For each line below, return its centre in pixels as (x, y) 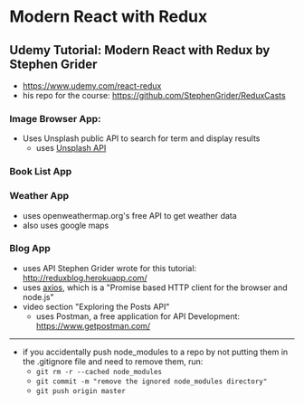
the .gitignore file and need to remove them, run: (113, 361)
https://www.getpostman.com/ (93, 325)
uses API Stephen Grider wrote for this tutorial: (109, 268)
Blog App (30, 249)
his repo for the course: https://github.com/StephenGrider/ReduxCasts (154, 95)
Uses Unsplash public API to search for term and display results (141, 138)
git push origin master (81, 391)
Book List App (41, 172)
